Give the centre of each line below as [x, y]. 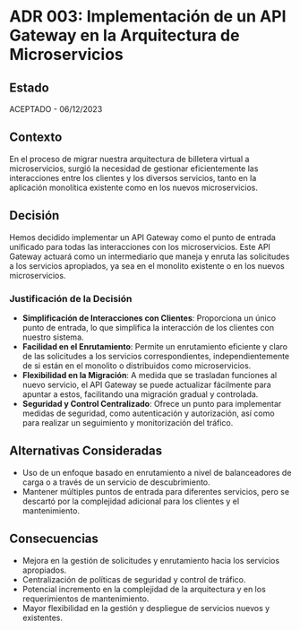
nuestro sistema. [53, 337]
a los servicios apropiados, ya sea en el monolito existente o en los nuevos [147, 265]
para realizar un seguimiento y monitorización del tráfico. [128, 422]
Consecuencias [54, 539]
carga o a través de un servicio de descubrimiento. [116, 482]
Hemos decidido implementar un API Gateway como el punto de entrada [142, 237]
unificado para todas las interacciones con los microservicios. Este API [140, 246]
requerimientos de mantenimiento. [86, 599]
